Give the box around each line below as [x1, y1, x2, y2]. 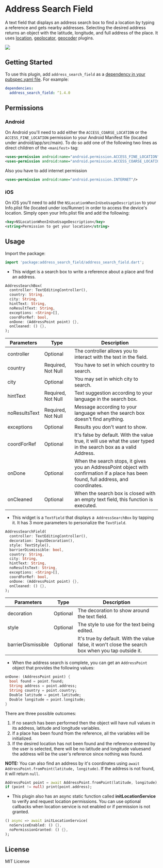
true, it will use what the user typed [74, 438, 154, 444]
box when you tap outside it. [77, 647, 142, 654]
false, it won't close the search [77, 641, 147, 648]
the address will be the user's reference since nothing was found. [12, 751, 144, 757]
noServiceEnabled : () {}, [9, 823, 62, 828]
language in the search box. [74, 396, 138, 403]
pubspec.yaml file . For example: [5, 76, 69, 82]
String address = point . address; [9, 683, 77, 688]
